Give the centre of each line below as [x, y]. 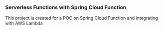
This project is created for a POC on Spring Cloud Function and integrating [82, 18]
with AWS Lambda [24, 23]
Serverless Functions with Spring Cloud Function [66, 7]
